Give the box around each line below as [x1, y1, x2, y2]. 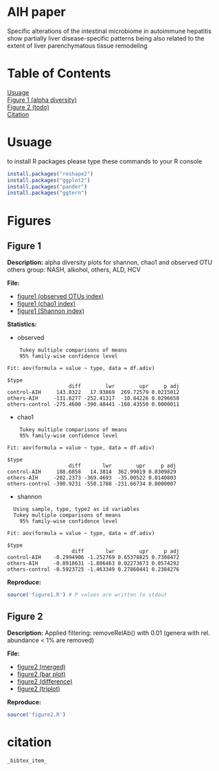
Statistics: [7, 321, 37, 329]
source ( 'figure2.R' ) [7, 711, 67, 718]
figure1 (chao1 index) [16, 300, 76, 308]
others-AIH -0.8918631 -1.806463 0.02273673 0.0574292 [7, 560, 180, 567]
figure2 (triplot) [16, 685, 60, 693]
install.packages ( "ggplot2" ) [7, 177, 91, 184]
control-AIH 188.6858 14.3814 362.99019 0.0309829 [7, 468, 176, 475]
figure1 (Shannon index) [16, 307, 84, 315]
